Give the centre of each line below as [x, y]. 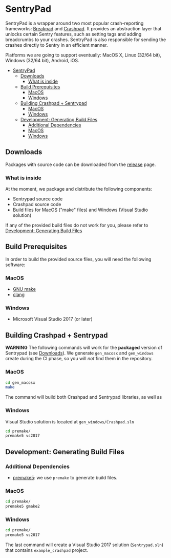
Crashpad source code [37, 204]
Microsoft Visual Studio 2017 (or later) [53, 319]
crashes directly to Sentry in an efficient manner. [57, 45]
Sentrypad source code [38, 199]
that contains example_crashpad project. [47, 550]
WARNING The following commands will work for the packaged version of [84, 348]
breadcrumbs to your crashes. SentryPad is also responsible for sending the [86, 40]
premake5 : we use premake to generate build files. [65, 478]
